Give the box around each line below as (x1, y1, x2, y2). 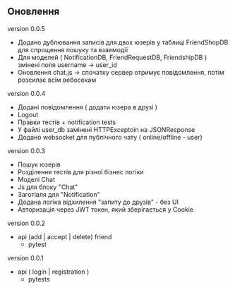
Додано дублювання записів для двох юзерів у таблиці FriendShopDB (17, 38, 229, 47)
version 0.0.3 (7, 146, 46, 155)
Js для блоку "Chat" (17, 183, 78, 191)
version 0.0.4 (7, 89, 46, 97)
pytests (28, 274, 50, 283)
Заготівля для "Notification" (17, 190, 100, 198)
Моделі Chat (17, 175, 55, 183)
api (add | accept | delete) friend (17, 232, 112, 241)
